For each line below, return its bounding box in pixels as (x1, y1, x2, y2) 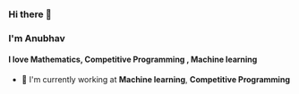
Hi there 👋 (8, 8, 53, 21)
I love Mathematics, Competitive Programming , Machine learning (8, 54, 258, 65)
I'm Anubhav (8, 31, 66, 44)
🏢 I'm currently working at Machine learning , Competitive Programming (21, 74, 290, 85)
